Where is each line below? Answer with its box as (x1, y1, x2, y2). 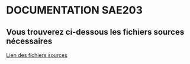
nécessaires (6, 36, 53, 46)
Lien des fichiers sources (6, 52, 68, 59)
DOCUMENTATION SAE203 (6, 4, 143, 17)
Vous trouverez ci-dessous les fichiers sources (6, 27, 185, 37)
